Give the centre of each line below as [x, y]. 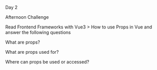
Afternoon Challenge [27, 17]
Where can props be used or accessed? [47, 62]
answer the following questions [38, 32]
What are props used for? [32, 52]
